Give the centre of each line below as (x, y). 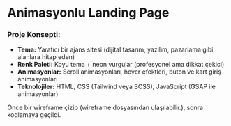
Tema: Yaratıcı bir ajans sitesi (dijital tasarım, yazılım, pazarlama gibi (115, 49)
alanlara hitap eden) (46, 57)
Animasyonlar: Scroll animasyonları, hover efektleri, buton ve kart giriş (119, 72)
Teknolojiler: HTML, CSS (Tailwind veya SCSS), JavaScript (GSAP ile (117, 87)
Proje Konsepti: (34, 35)
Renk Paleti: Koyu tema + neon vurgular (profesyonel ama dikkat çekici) (121, 65)
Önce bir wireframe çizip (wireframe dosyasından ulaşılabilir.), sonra (105, 108)
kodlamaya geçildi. (34, 115)
